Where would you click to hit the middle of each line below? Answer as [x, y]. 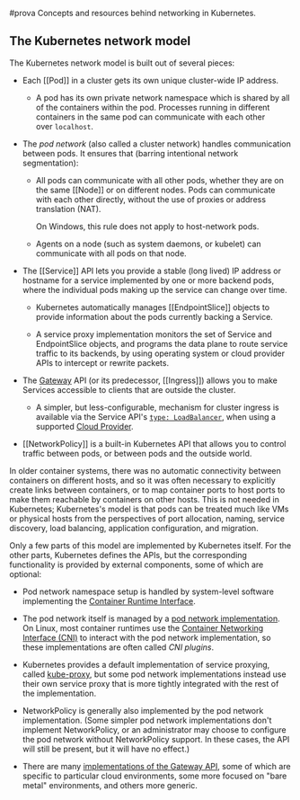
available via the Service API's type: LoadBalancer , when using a [156, 416]
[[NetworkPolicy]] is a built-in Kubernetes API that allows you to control [154, 443]
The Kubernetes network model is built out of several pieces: [122, 63]
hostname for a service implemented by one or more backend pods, [148, 280]
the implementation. [59, 693]
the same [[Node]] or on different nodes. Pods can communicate [155, 190]
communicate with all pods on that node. [111, 253]
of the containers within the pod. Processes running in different [153, 107]
